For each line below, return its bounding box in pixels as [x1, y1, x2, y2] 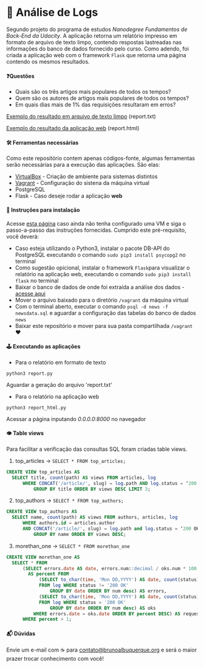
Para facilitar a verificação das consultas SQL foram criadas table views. [6, 445, 188, 453]
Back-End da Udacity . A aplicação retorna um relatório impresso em [6, 32, 177, 39]
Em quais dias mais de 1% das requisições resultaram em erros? [15, 101, 176, 108]
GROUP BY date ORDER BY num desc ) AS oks [49, 605, 156, 611]
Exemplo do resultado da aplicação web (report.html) [6, 125, 140, 132]
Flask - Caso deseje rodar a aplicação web [15, 192, 123, 200]
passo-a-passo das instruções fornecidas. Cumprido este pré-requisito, [6, 226, 186, 234]
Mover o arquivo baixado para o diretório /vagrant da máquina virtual [15, 296, 189, 304]
